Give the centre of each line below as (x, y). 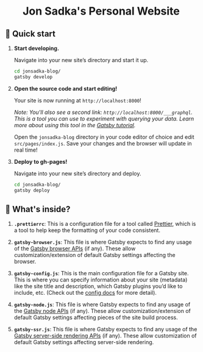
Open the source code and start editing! (66, 88)
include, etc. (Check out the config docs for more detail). (85, 293)
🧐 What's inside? (38, 209)
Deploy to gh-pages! (41, 161)
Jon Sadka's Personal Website (101, 11)
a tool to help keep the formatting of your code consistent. (87, 230)
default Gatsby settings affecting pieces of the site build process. (96, 317)
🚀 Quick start (30, 34)
